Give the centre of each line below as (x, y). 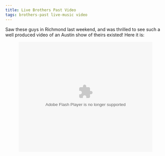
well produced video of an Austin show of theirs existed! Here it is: (75, 35)
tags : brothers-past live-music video (46, 15)
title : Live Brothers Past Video (41, 10)
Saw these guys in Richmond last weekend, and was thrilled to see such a (83, 29)
